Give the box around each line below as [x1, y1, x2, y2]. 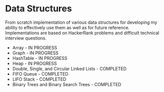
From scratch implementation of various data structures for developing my [5, 19, 158, 25]
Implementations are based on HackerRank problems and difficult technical [5, 30, 160, 36]
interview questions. [5, 35, 47, 41]
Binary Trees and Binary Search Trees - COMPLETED [12, 81, 122, 87]
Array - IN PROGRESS [12, 45, 57, 50]
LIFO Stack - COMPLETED [12, 76, 67, 82]
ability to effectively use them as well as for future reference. [5, 24, 130, 30]
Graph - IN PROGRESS [12, 50, 59, 56]
